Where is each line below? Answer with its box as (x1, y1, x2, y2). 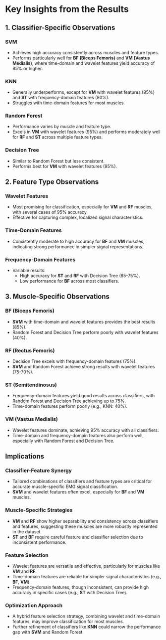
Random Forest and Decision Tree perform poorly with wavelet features (12, 329, 159, 335)
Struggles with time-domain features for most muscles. (12, 100, 125, 106)
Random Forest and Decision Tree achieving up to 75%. (12, 398, 126, 404)
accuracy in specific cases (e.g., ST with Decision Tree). (12, 589, 128, 595)
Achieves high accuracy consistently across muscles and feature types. (12, 49, 160, 55)
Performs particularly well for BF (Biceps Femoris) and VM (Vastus (12, 55, 150, 61)
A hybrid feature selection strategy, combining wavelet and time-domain (12, 613, 160, 619)
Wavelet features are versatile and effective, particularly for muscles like (12, 563, 160, 569)
